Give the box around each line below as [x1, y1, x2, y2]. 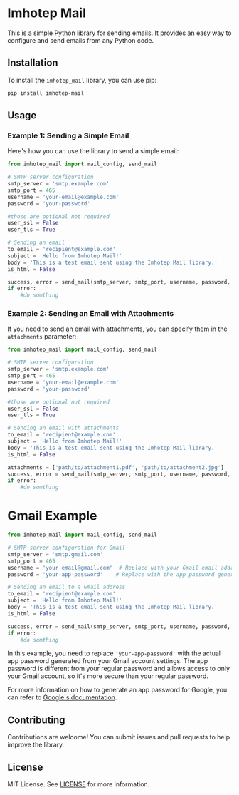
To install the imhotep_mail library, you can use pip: [7, 76, 157, 84]
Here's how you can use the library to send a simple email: [7, 147, 179, 155]
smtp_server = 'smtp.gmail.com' [7, 550, 103, 558]
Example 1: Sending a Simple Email [7, 130, 129, 140]
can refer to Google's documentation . [7, 693, 117, 702]
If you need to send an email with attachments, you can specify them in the [7, 324, 228, 333]
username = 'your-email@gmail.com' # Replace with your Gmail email [7, 564, 218, 571]
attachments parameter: [7, 332, 77, 341]
